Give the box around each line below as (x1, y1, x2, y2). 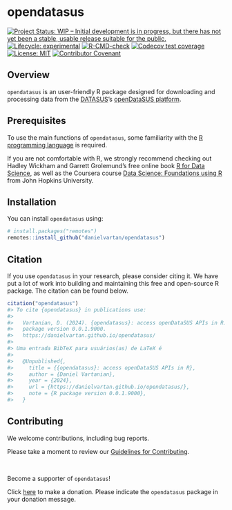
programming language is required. (7, 140, 108, 149)
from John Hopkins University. (7, 176, 94, 184)
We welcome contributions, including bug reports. (7, 434, 150, 442)
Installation (7, 196, 57, 208)
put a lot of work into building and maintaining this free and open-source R (7, 279, 220, 287)
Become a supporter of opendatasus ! (7, 474, 110, 482)
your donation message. (7, 495, 76, 503)
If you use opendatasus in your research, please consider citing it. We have (7, 271, 219, 280)
